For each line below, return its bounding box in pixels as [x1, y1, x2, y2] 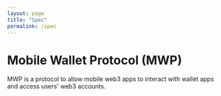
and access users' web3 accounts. [7, 82, 106, 91]
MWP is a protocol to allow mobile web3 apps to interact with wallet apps [7, 75, 214, 83]
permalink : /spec [7, 23, 57, 29]
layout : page [7, 10, 45, 17]
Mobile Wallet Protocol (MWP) [7, 52, 183, 68]
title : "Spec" [7, 16, 48, 23]
